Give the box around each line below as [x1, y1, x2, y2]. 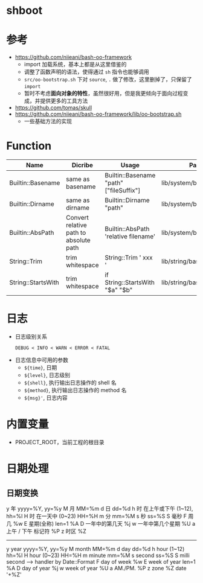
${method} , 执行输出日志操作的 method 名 [24, 387, 127, 393]
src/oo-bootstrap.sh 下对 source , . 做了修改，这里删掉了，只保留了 [24, 76, 192, 83]
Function [6, 139, 52, 153]
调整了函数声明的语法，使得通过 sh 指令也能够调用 [24, 68, 149, 75]
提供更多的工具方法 [40, 97, 88, 104]
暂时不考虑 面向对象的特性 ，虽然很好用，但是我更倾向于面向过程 [24, 90, 183, 97]
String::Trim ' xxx [105, 253, 153, 262]
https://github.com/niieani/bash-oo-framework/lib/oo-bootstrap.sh [14, 110, 182, 118]
